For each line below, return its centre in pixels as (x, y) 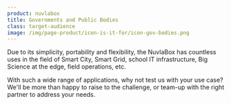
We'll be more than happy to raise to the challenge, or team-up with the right (116, 87)
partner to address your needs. (51, 95)
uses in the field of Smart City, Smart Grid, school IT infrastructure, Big (108, 60)
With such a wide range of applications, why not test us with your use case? (115, 80)
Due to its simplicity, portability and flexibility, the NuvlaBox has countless (112, 52)
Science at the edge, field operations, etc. (67, 67)
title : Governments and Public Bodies (63, 20)
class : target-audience (41, 26)
